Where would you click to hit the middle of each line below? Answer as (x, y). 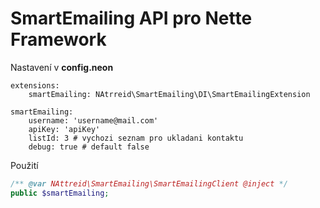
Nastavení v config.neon (62, 67)
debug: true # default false (89, 147)
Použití (24, 165)
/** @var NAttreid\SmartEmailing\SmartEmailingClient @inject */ (149, 183)
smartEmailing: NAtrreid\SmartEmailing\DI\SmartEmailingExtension (169, 94)
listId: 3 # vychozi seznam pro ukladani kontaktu (136, 138)
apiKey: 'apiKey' (64, 129)
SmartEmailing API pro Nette (131, 18)
